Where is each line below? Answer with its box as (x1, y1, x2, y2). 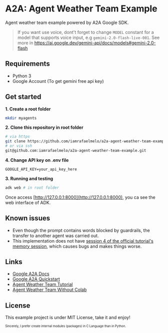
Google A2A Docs (12, 271, 49, 277)
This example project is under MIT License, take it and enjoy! (5, 315, 131, 321)
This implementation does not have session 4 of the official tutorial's (12, 238, 153, 244)
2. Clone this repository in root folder (5, 124, 83, 130)
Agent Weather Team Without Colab (12, 287, 87, 293)
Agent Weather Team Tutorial (12, 282, 73, 288)
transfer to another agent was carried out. (12, 233, 99, 239)
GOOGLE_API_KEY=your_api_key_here (5, 167, 77, 172)
